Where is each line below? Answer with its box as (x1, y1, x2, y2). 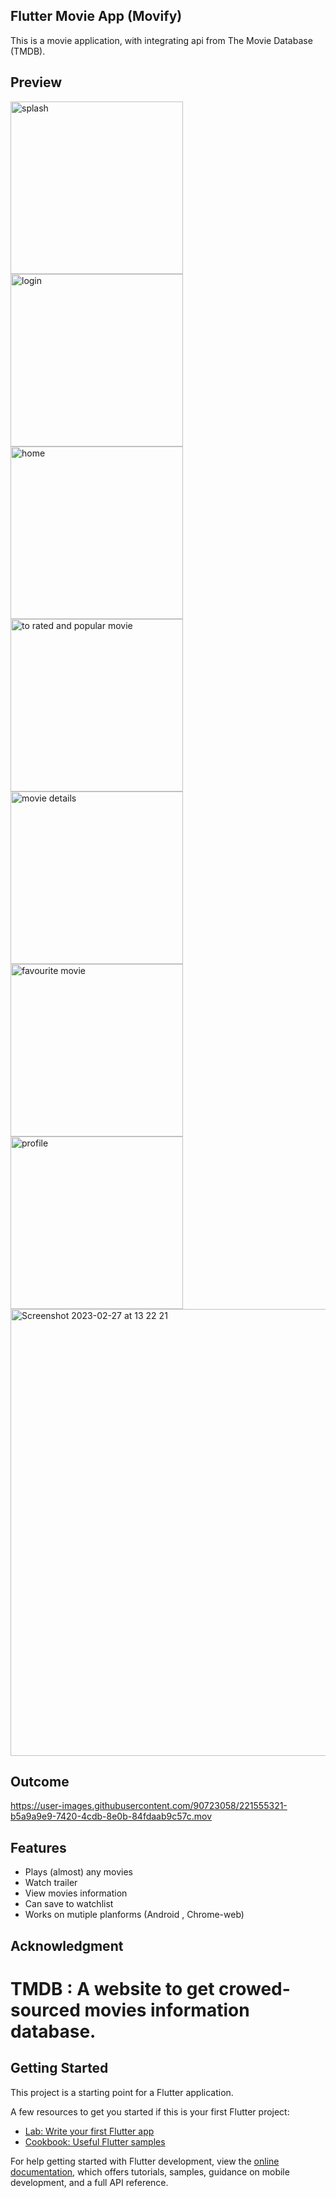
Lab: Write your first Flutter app (24, 2125, 155, 2137)
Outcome (10, 1774, 70, 1791)
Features (10, 1839, 67, 1856)
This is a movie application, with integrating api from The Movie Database (10, 34, 313, 46)
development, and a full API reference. (10, 2176, 169, 2188)
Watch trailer (24, 1877, 78, 1889)
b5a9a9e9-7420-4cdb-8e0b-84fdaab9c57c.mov (10, 1810, 213, 1823)
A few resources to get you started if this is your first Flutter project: (10, 2105, 290, 2118)
